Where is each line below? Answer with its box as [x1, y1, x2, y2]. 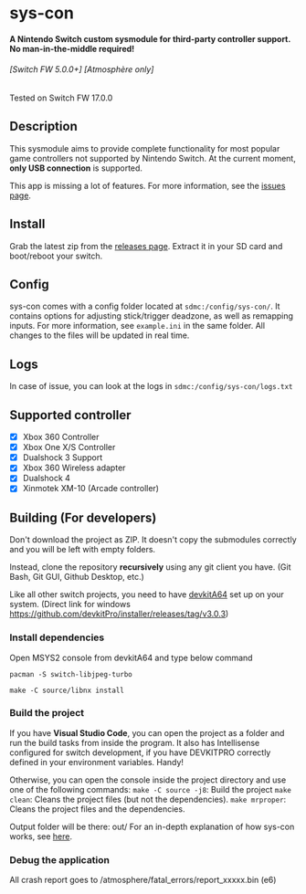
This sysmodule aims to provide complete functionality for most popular [9, 142, 280, 153]
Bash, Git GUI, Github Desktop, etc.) [9, 572, 144, 583]
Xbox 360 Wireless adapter [22, 462, 126, 473]
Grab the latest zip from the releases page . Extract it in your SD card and [9, 240, 283, 251]
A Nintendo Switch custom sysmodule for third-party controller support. [9, 33, 290, 44]
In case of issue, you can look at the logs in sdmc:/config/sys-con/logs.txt [9, 381, 294, 392]
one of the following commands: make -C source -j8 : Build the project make [9, 784, 292, 794]
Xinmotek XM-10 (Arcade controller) [22, 483, 160, 494]
